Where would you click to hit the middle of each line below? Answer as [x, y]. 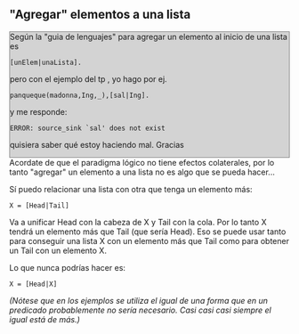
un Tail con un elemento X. [58, 250]
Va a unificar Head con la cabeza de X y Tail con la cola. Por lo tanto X [138, 222]
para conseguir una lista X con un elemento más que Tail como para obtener [149, 240]
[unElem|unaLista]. [46, 62]
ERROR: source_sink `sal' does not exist [88, 128]
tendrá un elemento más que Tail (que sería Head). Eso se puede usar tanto [148, 232]
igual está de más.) [44, 319]
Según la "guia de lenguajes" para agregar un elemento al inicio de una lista [149, 37]
